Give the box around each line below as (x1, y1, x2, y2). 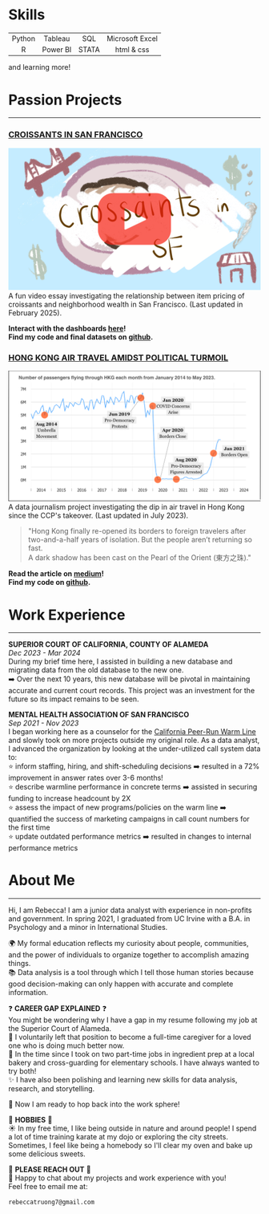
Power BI (42, 44, 72, 54)
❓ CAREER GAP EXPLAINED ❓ (8, 1004, 106, 1013)
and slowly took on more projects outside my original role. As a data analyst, (8, 736, 260, 745)
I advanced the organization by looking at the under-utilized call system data (8, 744, 261, 753)
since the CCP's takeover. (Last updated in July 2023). (8, 511, 189, 521)
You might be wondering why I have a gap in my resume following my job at (8, 1015, 258, 1025)
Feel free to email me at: (8, 1182, 88, 1192)
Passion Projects (8, 91, 122, 109)
